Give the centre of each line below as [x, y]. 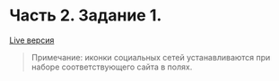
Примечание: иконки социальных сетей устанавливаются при [151, 57]
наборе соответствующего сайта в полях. [112, 67]
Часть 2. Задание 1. [86, 16]
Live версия [32, 40]
